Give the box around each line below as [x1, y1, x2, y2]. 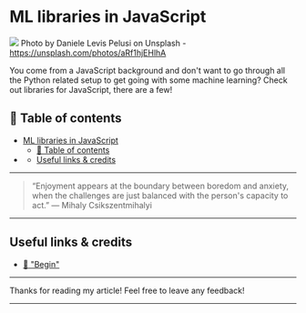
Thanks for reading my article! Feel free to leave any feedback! [9, 285, 245, 296]
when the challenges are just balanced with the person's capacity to [31, 189, 289, 201]
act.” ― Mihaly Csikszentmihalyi [31, 199, 153, 210]
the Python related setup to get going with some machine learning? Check [9, 75, 289, 86]
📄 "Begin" [22, 258, 60, 269]
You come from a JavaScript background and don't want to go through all [9, 65, 286, 76]
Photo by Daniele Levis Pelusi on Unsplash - [20, 37, 187, 48]
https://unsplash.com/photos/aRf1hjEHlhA [9, 47, 167, 58]
